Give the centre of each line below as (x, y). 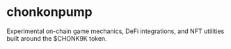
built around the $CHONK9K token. (57, 38)
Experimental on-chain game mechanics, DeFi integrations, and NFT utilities (115, 31)
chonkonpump (50, 12)
